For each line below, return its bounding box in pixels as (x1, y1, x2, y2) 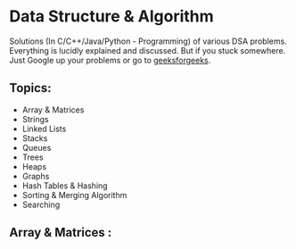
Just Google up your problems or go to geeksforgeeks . (9, 54, 211, 65)
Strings (21, 113, 49, 124)
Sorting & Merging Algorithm (21, 189, 127, 200)
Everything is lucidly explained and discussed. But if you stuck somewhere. (9, 45, 286, 55)
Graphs (21, 170, 50, 181)
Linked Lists (21, 123, 67, 134)
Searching (21, 199, 61, 210)
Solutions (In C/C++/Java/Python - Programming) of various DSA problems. (9, 36, 287, 46)
